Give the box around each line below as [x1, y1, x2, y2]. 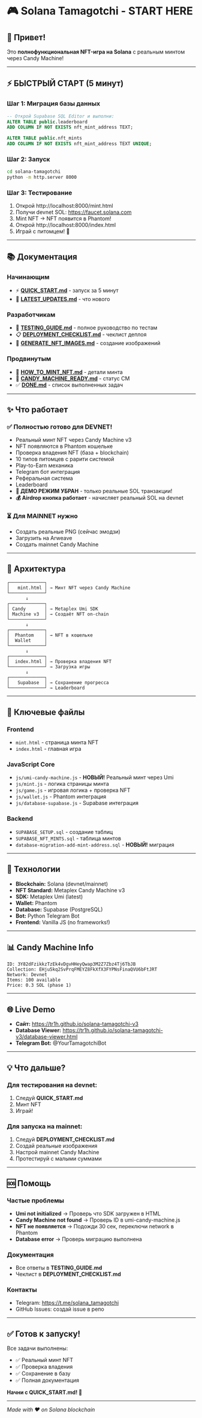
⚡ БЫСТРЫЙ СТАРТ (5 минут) [7, 78, 124, 89]
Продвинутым [7, 355, 52, 363]
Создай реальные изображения [15, 1142, 98, 1149]
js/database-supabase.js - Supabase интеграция [15, 800, 138, 807]
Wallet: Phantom [15, 899, 58, 906]
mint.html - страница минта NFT [15, 739, 98, 746]
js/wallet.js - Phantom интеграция [15, 793, 107, 800]
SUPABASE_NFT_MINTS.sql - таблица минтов [15, 835, 122, 842]
